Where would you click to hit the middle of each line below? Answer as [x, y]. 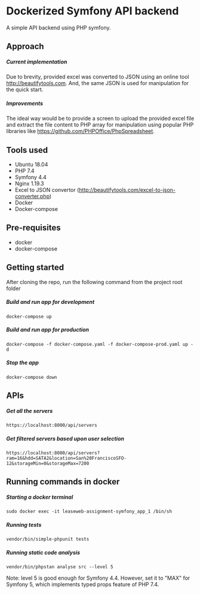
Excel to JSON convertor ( [47, 190]
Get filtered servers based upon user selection [65, 438]
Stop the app [22, 363]
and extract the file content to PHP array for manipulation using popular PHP [100, 125]
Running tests [24, 524]
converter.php [32, 197]
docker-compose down [32, 377]
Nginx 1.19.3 [30, 183]
